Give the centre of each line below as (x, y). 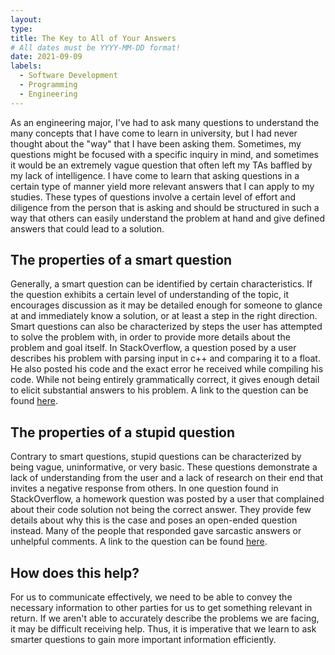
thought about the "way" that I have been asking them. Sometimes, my (156, 143)
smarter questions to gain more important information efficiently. (143, 640)
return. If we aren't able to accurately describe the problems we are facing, (165, 618)
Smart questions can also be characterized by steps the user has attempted (166, 327)
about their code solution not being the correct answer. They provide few (161, 510)
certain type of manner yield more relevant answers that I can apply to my (162, 186)
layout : (26, 19)
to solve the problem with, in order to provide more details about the (150, 337)
